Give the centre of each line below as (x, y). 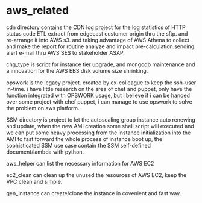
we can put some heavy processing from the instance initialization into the (99, 133)
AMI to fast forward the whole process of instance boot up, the (84, 139)
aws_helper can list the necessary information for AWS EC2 (80, 163)
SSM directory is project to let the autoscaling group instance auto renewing (101, 120)
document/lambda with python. (45, 152)
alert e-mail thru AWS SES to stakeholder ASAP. (66, 52)
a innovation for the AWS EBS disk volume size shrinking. (77, 70)
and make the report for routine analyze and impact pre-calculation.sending (100, 46)
